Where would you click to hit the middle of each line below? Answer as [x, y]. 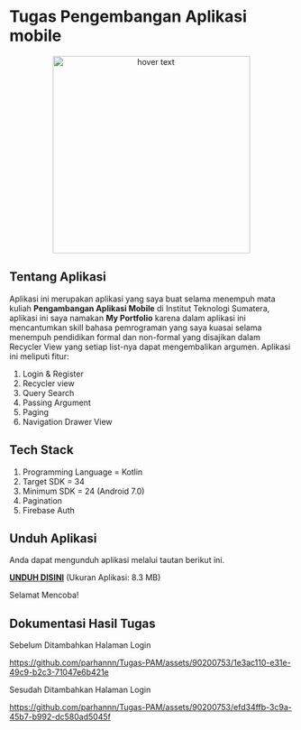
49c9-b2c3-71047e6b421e [59, 672]
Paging [36, 411]
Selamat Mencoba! [44, 595]
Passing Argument [57, 402]
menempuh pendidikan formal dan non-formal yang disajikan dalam [135, 337]
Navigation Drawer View [67, 421]
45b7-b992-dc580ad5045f [60, 717]
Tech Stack [41, 450]
